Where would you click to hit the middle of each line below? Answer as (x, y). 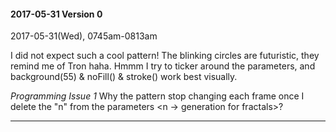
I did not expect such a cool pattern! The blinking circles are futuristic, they (165, 56)
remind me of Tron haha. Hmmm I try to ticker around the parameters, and (163, 66)
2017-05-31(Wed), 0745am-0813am (84, 36)
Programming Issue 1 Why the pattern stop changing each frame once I (157, 96)
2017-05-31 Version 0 (56, 14)
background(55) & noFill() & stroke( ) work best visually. (124, 77)
